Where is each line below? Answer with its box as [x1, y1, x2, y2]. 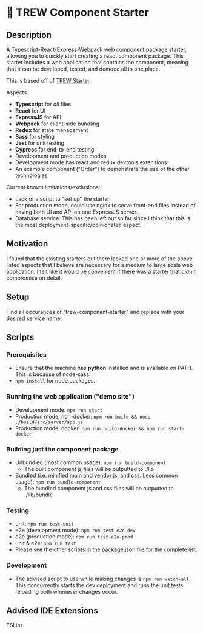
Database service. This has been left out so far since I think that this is [15, 215, 191, 221]
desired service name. [6, 315, 62, 322]
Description [6, 30, 52, 40]
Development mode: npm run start [15, 406, 103, 413]
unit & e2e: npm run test [15, 540, 76, 547]
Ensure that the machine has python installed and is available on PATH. [15, 364, 193, 372]
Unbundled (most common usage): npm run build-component [15, 459, 167, 466]
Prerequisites [6, 350, 47, 358]
